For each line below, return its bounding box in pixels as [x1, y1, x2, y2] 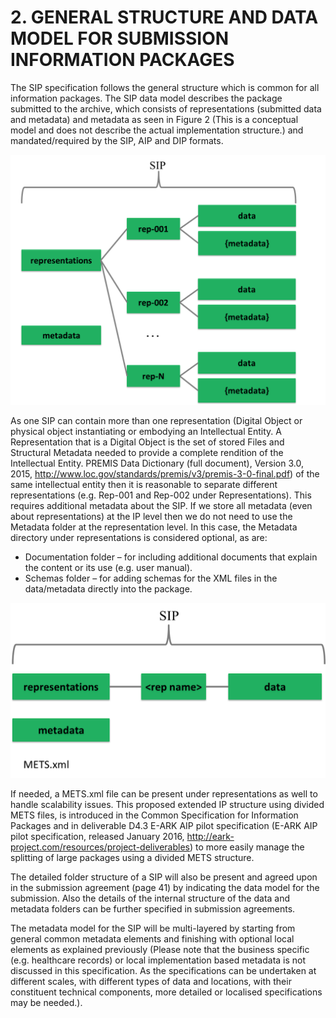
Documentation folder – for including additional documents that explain [24, 551, 318, 563]
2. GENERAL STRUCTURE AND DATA [10, 6, 319, 29]
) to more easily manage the [189, 841, 305, 853]
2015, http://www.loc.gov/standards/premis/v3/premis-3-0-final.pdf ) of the [10, 468, 320, 480]
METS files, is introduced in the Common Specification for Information [10, 809, 299, 821]
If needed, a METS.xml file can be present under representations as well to [10, 788, 318, 800]
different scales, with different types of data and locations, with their [10, 976, 292, 988]
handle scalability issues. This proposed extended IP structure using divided [10, 799, 325, 811]
